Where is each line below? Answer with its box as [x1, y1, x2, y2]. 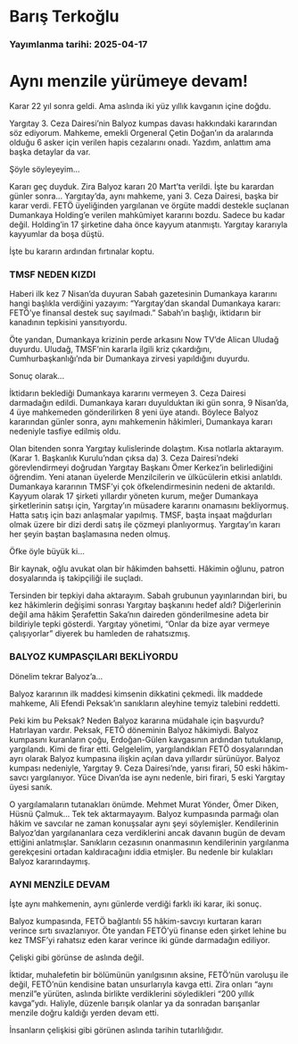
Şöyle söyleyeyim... [9, 164, 80, 175]
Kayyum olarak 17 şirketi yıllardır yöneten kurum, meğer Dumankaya [9, 491, 259, 501]
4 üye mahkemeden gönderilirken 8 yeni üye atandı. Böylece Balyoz [9, 407, 259, 417]
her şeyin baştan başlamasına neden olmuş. [9, 529, 171, 540]
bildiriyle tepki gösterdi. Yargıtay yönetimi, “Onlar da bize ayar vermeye [9, 619, 270, 629]
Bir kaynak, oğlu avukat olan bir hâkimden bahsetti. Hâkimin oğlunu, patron [9, 563, 285, 574]
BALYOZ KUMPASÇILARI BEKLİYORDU [9, 651, 178, 663]
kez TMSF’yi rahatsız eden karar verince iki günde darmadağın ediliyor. [9, 934, 270, 945]
